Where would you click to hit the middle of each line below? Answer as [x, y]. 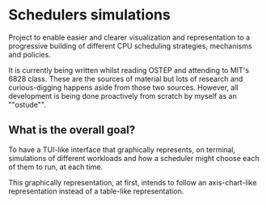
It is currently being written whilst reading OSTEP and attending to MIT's [129, 70]
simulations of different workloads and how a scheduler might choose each [134, 158]
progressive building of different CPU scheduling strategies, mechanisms [130, 45]
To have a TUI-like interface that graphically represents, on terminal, [122, 149]
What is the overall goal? [72, 130]
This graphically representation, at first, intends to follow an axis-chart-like [133, 182]
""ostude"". [27, 104]
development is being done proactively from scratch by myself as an [123, 96]
